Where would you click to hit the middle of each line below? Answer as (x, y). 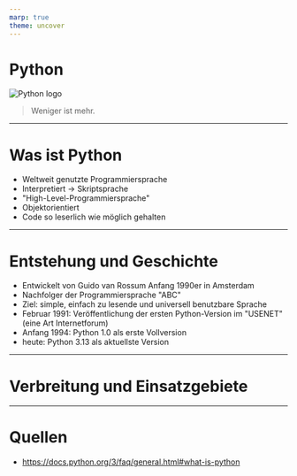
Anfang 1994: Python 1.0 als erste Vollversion (104, 333)
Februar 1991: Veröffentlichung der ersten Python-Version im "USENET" (152, 314)
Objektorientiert (50, 208)
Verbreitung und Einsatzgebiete (129, 386)
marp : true (29, 17)
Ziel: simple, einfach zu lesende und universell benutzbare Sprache (145, 304)
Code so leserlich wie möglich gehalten (94, 217)
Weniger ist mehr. (63, 111)
